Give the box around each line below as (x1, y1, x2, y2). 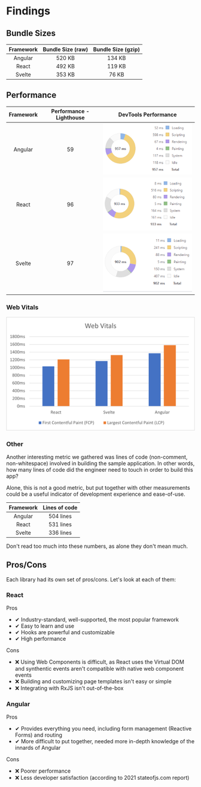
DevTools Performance (118, 111, 177, 118)
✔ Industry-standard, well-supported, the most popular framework (14, 616, 179, 623)
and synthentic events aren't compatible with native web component (14, 665, 184, 673)
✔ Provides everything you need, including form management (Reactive (14, 725, 192, 732)
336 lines (48, 529, 72, 536)
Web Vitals (6, 303, 39, 311)
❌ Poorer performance (14, 767, 71, 774)
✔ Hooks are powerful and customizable (14, 629, 115, 636)
